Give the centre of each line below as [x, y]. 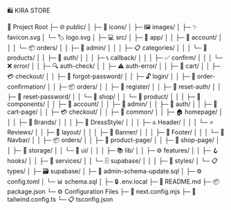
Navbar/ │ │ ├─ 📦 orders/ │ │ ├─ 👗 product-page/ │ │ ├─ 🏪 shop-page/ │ [113, 140]
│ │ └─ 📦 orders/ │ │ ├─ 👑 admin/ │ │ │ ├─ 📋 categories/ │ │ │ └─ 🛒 [107, 47]
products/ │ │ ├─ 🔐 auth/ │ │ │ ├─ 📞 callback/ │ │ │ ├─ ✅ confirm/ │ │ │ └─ [115, 58]
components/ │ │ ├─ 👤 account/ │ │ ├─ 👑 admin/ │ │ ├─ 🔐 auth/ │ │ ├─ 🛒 [112, 104]
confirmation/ [27, 87]
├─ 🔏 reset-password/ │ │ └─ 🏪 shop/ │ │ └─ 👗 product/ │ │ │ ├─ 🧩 [104, 97]
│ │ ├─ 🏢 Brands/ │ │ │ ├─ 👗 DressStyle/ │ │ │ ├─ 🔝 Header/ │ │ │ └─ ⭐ [111, 122]
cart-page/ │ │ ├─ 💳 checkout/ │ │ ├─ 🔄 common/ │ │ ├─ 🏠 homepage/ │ [115, 112]
